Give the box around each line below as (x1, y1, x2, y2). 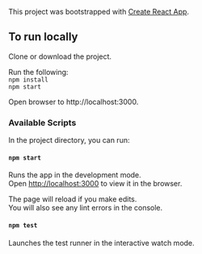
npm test (8, 221, 38, 229)
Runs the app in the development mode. (8, 170, 141, 180)
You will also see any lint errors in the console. (8, 203, 163, 213)
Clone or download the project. (8, 52, 112, 61)
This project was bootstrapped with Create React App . (8, 7, 190, 16)
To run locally (8, 30, 78, 44)
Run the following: (8, 67, 69, 77)
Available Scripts (8, 117, 77, 128)
